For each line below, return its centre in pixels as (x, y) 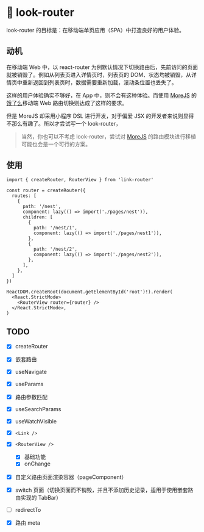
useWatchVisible (36, 421)
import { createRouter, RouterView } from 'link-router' (80, 179)
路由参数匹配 (31, 397)
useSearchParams (38, 409)
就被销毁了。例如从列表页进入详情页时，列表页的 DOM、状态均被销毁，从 (99, 74)
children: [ (37, 217)
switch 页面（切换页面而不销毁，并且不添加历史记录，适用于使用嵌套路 (104, 490)
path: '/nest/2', (55, 249)
